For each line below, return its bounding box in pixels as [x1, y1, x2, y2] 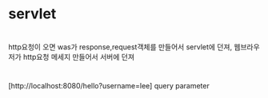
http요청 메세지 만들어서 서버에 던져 [22, 53, 134, 62]
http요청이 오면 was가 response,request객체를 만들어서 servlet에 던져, [8, 42, 233, 52]
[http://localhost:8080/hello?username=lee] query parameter [8, 80, 210, 90]
